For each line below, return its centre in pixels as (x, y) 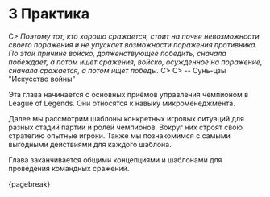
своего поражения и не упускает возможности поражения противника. (133, 44)
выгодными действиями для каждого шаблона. (90, 144)
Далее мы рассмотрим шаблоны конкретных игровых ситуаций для (126, 118)
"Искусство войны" (42, 79)
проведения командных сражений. (69, 168)
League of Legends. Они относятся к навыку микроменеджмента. (122, 103)
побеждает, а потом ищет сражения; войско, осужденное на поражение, (135, 62)
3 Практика (49, 14)
